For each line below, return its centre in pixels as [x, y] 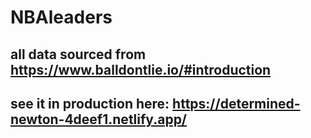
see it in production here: [90, 103]
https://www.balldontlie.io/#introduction [141, 69]
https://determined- [236, 103]
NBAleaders [61, 17]
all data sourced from [78, 54]
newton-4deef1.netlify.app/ [99, 119]
